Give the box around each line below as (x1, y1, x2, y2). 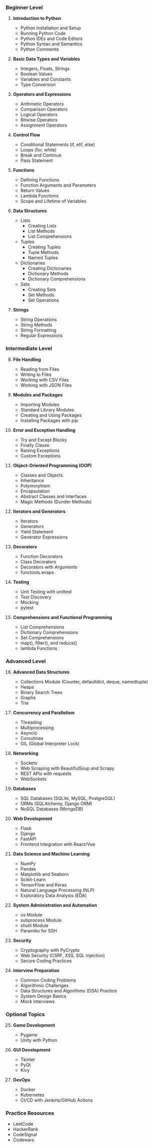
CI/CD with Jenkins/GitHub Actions (20, 1097, 93, 1103)
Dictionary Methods (27, 270, 69, 276)
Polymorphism (20, 482, 50, 488)
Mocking (20, 599, 39, 605)
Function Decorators (20, 553, 63, 559)
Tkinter (20, 1056, 35, 1062)
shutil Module (20, 922, 49, 928)
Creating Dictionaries (27, 265, 71, 271)
